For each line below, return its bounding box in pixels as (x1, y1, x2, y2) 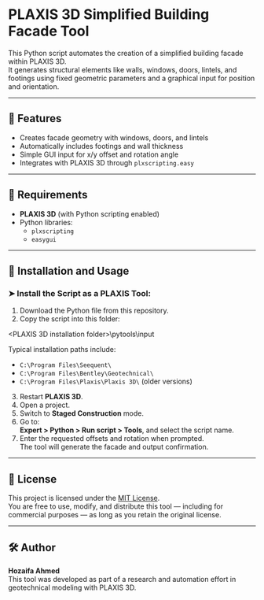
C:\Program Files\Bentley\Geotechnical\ (19, 370, 154, 378)
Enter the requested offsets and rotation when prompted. (19, 434, 204, 443)
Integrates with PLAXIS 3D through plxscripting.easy (19, 157, 195, 167)
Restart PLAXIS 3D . (19, 392, 84, 402)
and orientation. (8, 81, 60, 91)
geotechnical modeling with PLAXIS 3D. (8, 583, 137, 592)
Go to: (19, 417, 40, 427)
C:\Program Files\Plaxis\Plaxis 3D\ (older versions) (19, 376, 192, 387)
